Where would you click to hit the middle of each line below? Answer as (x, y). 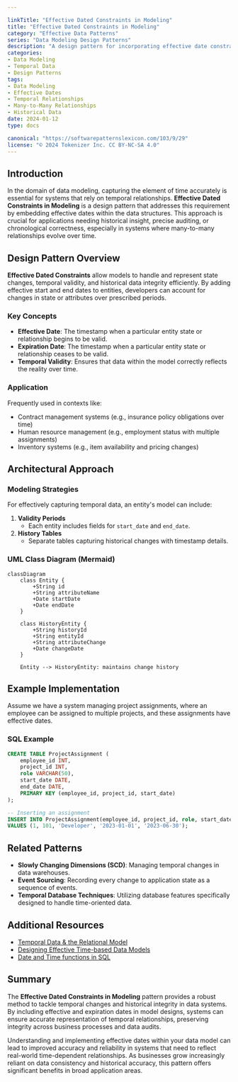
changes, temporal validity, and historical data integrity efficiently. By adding (119, 283)
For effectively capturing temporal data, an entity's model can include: (110, 505)
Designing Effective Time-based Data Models (84, 949)
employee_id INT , (46, 760)
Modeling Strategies (43, 489)
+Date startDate (57, 599)
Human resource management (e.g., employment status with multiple (118, 432)
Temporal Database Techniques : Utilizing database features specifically (124, 895)
